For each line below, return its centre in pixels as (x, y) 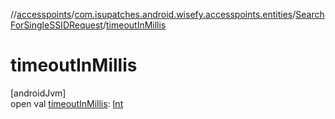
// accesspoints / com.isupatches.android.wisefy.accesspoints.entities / (153, 14)
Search (310, 14)
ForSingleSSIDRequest (56, 25)
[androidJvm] (38, 93)
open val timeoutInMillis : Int (67, 103)
